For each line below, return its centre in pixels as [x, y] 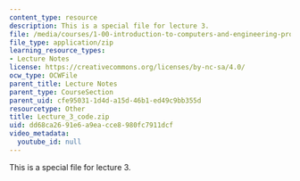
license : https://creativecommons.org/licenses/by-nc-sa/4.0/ [127, 68]
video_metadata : [39, 134]
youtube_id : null [50, 142]
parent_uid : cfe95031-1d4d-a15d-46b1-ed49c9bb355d [105, 100]
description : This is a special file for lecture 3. [109, 26]
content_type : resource [54, 17]
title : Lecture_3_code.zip [59, 117]
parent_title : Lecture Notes [63, 84]
